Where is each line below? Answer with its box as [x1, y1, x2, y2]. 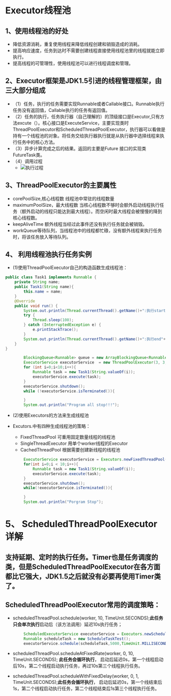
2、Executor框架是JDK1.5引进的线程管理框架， [5, 77, 155, 85]
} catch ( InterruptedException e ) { [23, 322, 101, 327]
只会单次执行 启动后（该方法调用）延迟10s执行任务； [12, 621, 123, 628]
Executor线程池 [5, 5, 71, 16]
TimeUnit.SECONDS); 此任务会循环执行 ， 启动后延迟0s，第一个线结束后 [12, 679, 162, 685]
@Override [14, 298, 36, 304]
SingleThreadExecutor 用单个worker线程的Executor [20, 440, 128, 447]
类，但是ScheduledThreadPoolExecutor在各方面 [5, 562, 160, 571]
